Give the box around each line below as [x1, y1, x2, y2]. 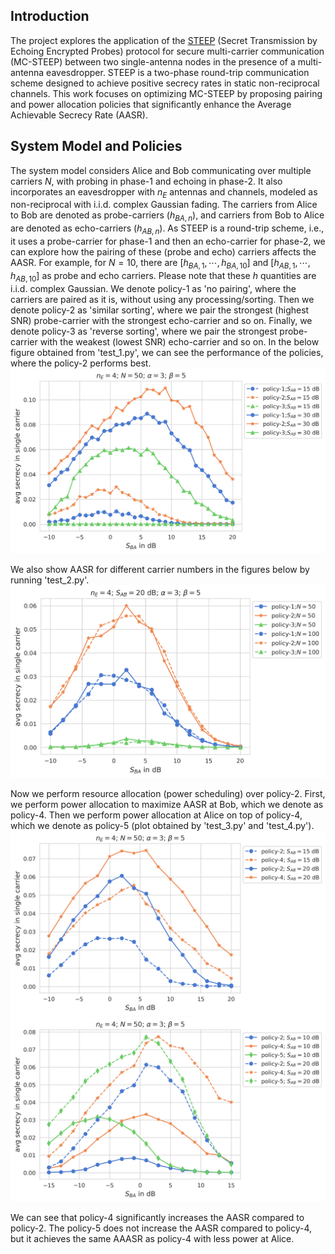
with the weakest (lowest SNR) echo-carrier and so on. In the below [39, 335, 320, 348]
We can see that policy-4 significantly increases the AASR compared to [10, 1212, 305, 1224]
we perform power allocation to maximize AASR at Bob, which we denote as [10, 798, 324, 810]
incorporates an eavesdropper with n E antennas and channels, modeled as [10, 185, 318, 200]
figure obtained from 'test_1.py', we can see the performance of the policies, [10, 346, 324, 358]
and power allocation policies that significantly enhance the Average [10, 98, 292, 110]
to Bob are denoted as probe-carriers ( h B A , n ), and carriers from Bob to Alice [10, 209, 325, 224]
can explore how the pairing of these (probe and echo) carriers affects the [10, 246, 317, 258]
